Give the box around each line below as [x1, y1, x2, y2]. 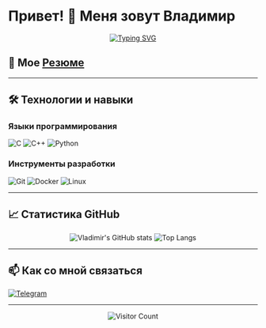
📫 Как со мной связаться [8, 264, 142, 277]
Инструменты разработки [8, 158, 116, 169]
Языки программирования [8, 121, 117, 132]
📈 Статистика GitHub [8, 208, 120, 221]
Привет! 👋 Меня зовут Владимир [8, 7, 236, 25]
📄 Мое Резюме [8, 56, 85, 70]
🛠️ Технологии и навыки [8, 93, 134, 107]
